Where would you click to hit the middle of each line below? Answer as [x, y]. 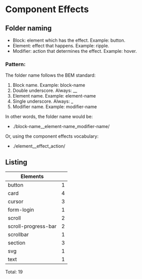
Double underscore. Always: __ [45, 90]
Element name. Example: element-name [54, 96]
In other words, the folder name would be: [49, 117]
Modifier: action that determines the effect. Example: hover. [75, 51]
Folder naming [29, 28]
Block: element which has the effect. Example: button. [69, 40]
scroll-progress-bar [32, 226]
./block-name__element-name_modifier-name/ [61, 127]
